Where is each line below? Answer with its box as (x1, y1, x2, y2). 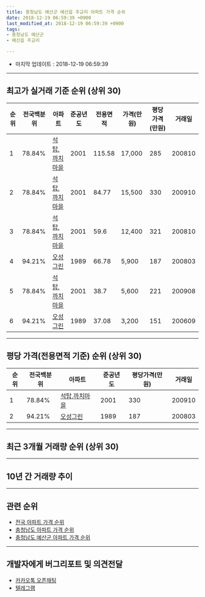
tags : (6, 26, 20, 32)
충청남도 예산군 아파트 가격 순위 (15, 534, 90, 541)
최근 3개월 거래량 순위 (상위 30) (6, 441, 119, 452)
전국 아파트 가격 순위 (15, 519, 65, 526)
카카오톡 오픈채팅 (15, 576, 57, 584)
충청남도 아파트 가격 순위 (15, 526, 74, 533)
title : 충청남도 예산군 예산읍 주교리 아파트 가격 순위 (6, 9, 126, 15)
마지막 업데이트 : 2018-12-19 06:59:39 (15, 61, 109, 67)
